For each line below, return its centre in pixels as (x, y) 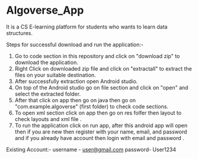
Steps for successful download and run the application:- (75, 44)
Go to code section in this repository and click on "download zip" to (97, 56)
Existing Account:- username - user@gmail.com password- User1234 (91, 150)
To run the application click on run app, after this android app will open (101, 125)
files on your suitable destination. (55, 75)
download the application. (46, 62)
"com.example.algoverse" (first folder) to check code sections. (92, 106)
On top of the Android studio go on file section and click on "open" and (101, 87)
